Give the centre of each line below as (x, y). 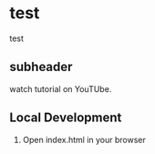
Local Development (66, 118)
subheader (41, 67)
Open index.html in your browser (84, 139)
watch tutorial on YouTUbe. (61, 88)
